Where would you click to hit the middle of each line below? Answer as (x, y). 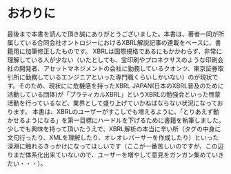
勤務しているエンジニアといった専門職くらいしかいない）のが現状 (119, 77)
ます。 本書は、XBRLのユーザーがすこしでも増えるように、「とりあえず (113, 111)
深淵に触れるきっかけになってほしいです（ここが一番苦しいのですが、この (113, 146)
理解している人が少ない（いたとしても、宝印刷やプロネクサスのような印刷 (112, 59)
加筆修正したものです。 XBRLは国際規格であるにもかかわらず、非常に (124, 51)
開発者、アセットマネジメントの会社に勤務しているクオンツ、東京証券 (119, 68)
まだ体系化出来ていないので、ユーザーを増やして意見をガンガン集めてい (115, 155)
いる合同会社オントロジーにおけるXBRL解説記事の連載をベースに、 (120, 42)
